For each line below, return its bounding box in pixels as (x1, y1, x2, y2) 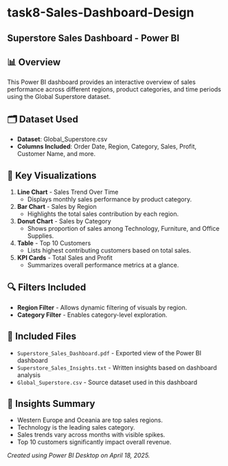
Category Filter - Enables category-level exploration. (16, 311, 168, 319)
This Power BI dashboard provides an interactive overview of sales (7, 78, 196, 87)
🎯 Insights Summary (7, 398, 95, 410)
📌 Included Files (7, 331, 77, 342)
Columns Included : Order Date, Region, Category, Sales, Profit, (16, 142, 197, 151)
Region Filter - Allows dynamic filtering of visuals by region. (16, 303, 187, 311)
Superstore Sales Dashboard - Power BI (7, 32, 180, 44)
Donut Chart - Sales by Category (16, 217, 111, 225)
